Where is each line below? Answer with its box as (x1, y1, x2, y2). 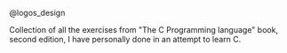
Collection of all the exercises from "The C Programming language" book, (9, 25, 278, 34)
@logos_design (9, 8, 66, 18)
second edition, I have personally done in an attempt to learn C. (9, 34, 242, 44)
